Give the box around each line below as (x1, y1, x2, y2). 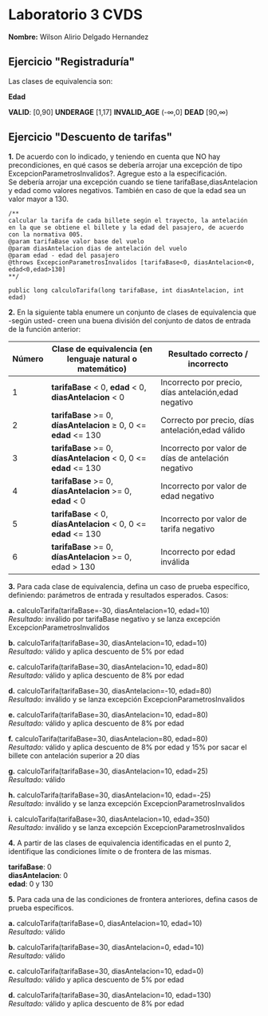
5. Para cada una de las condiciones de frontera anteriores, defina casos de (8, 894, 258, 903)
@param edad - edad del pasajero (8, 251, 120, 259)
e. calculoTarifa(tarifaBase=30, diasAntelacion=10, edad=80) (8, 710, 209, 719)
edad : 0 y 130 (8, 879, 53, 888)
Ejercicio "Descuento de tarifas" (8, 130, 173, 144)
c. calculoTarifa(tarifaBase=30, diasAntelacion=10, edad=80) (8, 662, 209, 671)
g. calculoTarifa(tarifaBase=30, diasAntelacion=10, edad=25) (8, 766, 209, 776)
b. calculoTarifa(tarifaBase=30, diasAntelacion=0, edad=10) (8, 942, 205, 951)
